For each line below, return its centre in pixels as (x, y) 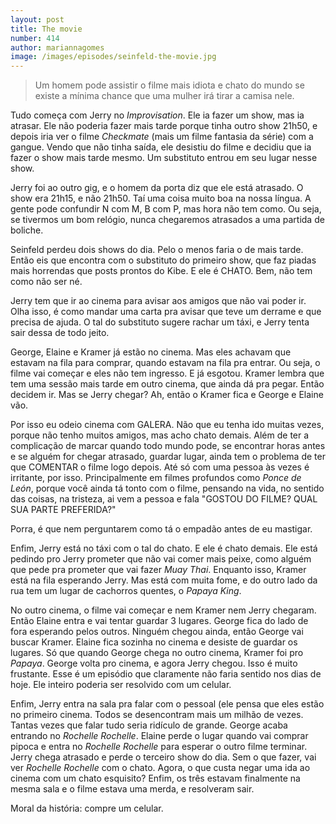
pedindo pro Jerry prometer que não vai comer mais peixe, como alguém (161, 559)
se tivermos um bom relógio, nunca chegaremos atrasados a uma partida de (167, 220)
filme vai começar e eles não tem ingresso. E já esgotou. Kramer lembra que (167, 373)
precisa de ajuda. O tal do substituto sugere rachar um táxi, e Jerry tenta (160, 322)
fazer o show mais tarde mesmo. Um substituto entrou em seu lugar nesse (164, 158)
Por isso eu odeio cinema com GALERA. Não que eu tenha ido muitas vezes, (167, 425)
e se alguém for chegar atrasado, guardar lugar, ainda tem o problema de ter (168, 457)
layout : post (37, 19)
